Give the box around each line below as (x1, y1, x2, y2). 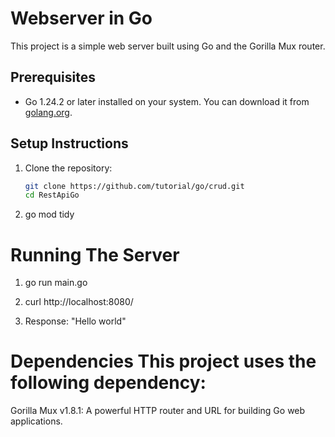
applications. (10, 415, 63, 427)
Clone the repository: (24, 162, 113, 174)
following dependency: (10, 372, 207, 394)
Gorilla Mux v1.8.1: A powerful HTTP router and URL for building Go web (10, 405, 306, 417)
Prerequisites (10, 69, 96, 86)
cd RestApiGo (24, 190, 80, 201)
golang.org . (24, 106, 73, 118)
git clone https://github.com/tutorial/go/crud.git (24, 181, 245, 191)
